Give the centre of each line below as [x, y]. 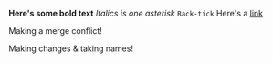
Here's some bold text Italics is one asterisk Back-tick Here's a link [136, 13]
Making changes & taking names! [71, 48]
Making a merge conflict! [55, 31]
